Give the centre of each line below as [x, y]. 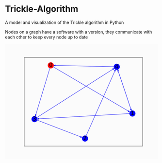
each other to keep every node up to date [47, 37]
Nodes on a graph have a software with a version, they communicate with [79, 32]
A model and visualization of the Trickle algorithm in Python [65, 22]
